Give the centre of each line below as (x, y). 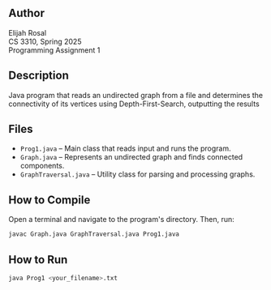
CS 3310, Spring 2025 (45, 41)
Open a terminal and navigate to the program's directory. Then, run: (122, 220)
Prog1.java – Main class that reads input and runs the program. (125, 148)
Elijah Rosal (28, 32)
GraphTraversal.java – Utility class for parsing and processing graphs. (138, 174)
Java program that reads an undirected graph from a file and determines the (136, 95)
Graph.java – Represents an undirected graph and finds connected (131, 157)
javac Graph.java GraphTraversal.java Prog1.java (94, 234)
